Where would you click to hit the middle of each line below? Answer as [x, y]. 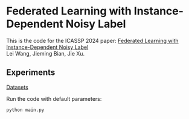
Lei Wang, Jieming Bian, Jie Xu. [46, 53]
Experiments [31, 73]
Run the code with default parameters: [54, 98]
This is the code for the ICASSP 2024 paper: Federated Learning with [93, 40]
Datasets [17, 87]
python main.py [25, 110]
